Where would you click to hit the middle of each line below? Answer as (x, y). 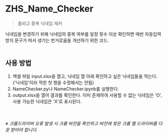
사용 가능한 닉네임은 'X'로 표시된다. (47, 101)
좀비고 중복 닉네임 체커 (40, 23)
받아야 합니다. (24, 130)
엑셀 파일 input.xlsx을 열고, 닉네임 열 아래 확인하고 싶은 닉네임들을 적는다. (85, 76)
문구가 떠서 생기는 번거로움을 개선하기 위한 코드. (62, 40)
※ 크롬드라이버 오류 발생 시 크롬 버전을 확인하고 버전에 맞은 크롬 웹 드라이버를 (81, 123)
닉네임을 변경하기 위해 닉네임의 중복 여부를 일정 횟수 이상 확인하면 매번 (74, 34)
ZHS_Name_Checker (49, 9)
